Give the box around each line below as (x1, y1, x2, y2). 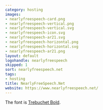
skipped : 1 (5, 62, 28, 67)
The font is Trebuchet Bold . (5, 99, 61, 105)
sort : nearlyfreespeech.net (5, 67, 63, 72)
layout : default (5, 53, 39, 58)
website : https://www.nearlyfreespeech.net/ (5, 85, 99, 91)
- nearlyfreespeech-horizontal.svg (5, 44, 79, 49)
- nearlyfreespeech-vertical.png (5, 21, 74, 26)
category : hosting (5, 7, 43, 12)
